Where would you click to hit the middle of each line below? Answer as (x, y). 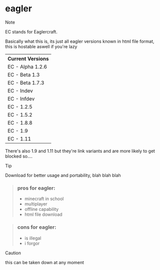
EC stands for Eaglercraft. (31, 32)
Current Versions (28, 59)
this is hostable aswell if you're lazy (41, 46)
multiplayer (36, 204)
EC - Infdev (21, 99)
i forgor (32, 243)
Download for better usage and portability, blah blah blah (63, 175)
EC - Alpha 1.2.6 (27, 67)
